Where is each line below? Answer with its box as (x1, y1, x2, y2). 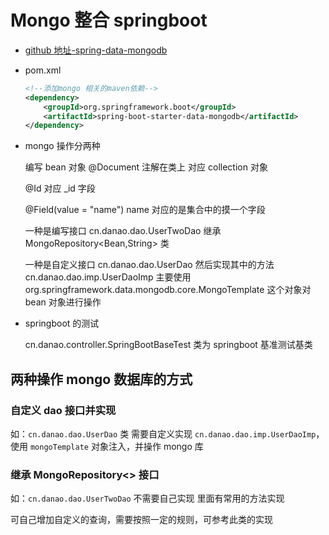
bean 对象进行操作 (24, 296, 102, 308)
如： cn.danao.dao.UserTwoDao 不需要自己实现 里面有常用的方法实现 (10, 492, 285, 505)
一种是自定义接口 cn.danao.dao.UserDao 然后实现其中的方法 (24, 259, 275, 271)
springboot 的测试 (24, 317, 100, 330)
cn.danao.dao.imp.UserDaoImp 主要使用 (24, 271, 192, 283)
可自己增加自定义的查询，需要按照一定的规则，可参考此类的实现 (10, 514, 273, 526)
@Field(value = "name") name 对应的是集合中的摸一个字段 (24, 204, 266, 216)
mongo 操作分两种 (24, 140, 101, 152)
